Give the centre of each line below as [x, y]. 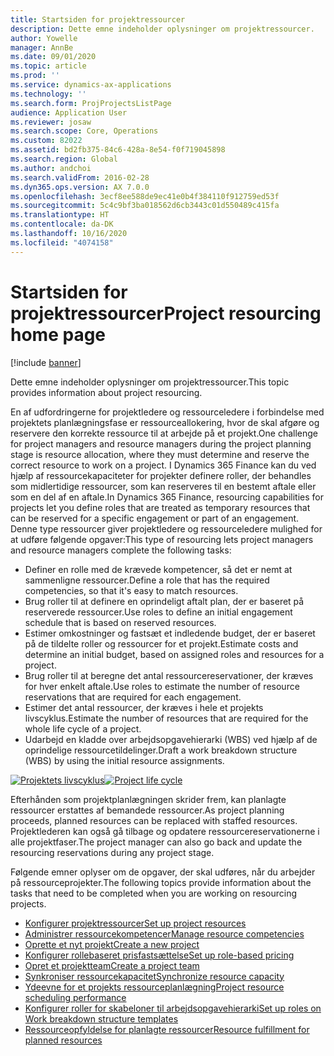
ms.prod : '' [35, 76]
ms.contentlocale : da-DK [62, 224]
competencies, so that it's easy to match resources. [131, 590]
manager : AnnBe [42, 47]
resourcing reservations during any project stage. [112, 852]
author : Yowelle [44, 38]
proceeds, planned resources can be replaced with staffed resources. [154, 820]
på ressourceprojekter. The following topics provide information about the [161, 882]
